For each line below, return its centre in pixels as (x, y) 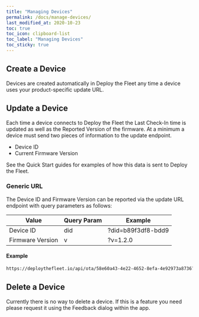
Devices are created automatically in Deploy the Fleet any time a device (93, 83)
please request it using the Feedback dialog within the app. (78, 307)
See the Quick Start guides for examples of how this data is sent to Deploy (97, 165)
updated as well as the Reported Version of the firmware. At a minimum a (95, 129)
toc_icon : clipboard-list (38, 34)
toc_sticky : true (28, 45)
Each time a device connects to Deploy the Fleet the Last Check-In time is (96, 123)
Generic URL (25, 186)
